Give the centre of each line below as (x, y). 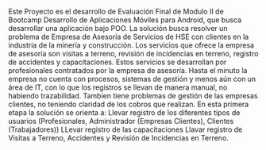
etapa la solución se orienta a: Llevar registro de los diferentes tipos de (124, 113)
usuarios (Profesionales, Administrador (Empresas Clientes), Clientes (121, 121)
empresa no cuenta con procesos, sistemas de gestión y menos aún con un (132, 79)
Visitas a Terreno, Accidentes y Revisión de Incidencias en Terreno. (118, 138)
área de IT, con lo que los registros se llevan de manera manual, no (118, 87)
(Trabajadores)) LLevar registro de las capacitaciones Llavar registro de (125, 129)
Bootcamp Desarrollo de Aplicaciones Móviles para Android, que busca (125, 20)
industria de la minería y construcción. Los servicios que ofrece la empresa (131, 45)
